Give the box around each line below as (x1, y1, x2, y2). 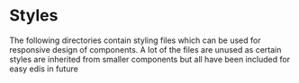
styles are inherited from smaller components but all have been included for (9, 54, 291, 64)
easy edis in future (9, 63, 78, 74)
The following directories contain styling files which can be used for (9, 35, 261, 46)
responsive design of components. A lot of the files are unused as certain (9, 44, 282, 54)
